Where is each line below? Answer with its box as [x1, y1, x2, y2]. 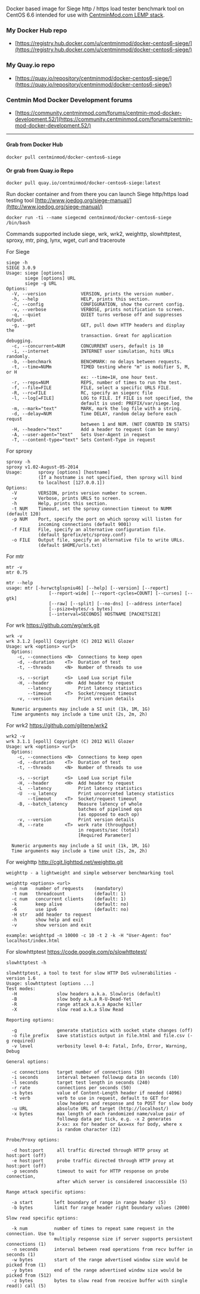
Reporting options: [6, 1017, 55, 1024]
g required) [6, 1038, 36, 1044]
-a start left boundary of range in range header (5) [11, 1200, 167, 1206]
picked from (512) [6, 1273, 52, 1279]
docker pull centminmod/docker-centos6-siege [6, 154, 121, 160]
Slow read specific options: [6, 1215, 79, 1221]
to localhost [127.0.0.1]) [37, 480, 105, 486]
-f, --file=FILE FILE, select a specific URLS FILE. [11, 385, 171, 391]
